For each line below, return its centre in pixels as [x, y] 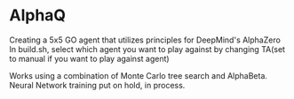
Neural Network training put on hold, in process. [97, 85]
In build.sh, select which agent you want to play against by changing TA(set [147, 49]
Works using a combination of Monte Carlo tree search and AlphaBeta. [139, 75]
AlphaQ [38, 15]
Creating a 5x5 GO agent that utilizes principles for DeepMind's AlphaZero [145, 40]
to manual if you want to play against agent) [90, 58]
